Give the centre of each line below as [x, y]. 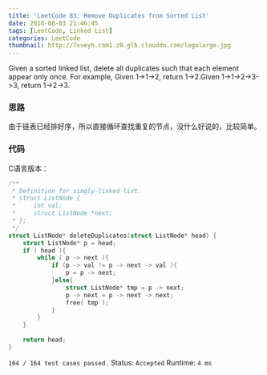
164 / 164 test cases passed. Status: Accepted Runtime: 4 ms [110, 362]
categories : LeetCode [44, 38]
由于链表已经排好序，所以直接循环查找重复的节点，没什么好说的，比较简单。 [135, 127]
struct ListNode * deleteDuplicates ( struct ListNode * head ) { [113, 236]
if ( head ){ [44, 250]
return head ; [44, 340]
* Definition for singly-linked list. [77, 191]
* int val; [37, 206]
